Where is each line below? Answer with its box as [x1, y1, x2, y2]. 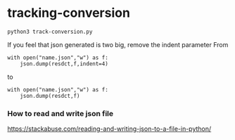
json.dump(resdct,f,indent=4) [20, 60, 109, 68]
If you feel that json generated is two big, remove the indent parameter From [7, 40, 229, 49]
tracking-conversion [7, 5, 130, 21]
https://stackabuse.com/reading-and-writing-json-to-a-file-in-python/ [7, 125, 212, 133]
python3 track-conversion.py [7, 28, 93, 35]
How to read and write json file [7, 108, 114, 118]
